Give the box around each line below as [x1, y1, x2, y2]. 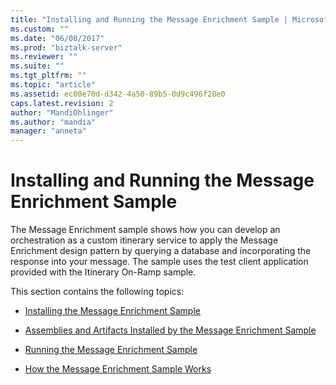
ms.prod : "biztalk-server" [10, 42, 123, 53]
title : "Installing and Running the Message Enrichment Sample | [10, 14, 288, 25]
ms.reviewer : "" [10, 52, 78, 62]
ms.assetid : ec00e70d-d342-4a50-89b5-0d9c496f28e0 [10, 89, 226, 99]
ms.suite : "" [10, 61, 65, 71]
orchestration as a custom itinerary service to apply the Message [10, 234, 279, 246]
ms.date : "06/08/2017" [10, 33, 105, 43]
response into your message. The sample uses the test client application [10, 256, 309, 268]
